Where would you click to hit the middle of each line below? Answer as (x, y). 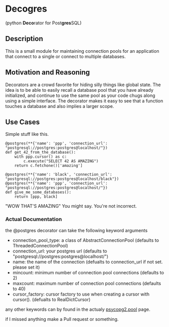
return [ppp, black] (36, 197)
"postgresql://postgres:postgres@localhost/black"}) (62, 179)
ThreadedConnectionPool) (40, 245)
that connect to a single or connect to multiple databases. (65, 56)
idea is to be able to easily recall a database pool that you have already (79, 90)
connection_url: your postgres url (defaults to (60, 251)
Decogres (26, 9)
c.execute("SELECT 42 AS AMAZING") (61, 161)
